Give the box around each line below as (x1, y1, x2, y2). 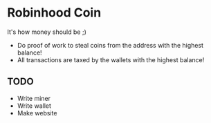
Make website (17, 108, 57, 117)
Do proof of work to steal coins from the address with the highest (17, 41, 204, 49)
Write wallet (17, 102, 52, 110)
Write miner (17, 94, 51, 102)
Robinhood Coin (7, 5, 102, 21)
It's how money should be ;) (7, 28, 86, 36)
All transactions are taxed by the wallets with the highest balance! (17, 55, 205, 64)
